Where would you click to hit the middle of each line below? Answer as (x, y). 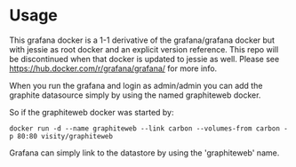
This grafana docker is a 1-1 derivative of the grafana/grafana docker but (142, 40)
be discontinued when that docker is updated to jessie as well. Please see (144, 59)
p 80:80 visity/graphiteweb (61, 136)
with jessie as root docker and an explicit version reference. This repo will (144, 49)
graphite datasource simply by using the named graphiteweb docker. (135, 95)
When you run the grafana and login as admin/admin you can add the (136, 85)
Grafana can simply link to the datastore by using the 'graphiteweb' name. (144, 153)
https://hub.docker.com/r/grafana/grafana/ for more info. (113, 68)
